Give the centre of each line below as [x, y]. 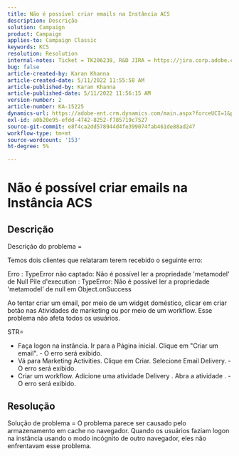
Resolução [31, 406]
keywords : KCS [28, 47]
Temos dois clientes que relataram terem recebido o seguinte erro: [105, 260]
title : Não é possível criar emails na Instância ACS [89, 14]
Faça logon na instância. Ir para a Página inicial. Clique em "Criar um [118, 346]
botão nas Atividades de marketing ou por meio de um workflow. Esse [110, 311]
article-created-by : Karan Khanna [59, 73]
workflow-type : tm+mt [39, 133]
